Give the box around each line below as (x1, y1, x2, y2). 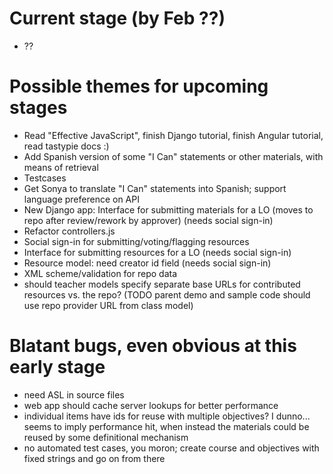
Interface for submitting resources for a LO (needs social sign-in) (23, 246, 292, 258)
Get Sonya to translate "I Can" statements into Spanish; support (23, 182, 287, 194)
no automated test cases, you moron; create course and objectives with (23, 442, 320, 454)
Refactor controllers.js (23, 225, 116, 237)
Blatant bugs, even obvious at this (9, 335, 297, 357)
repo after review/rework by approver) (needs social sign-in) (23, 214, 274, 226)
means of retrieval (23, 161, 99, 173)
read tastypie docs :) (23, 140, 110, 152)
